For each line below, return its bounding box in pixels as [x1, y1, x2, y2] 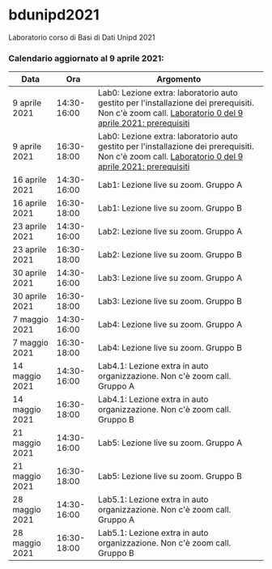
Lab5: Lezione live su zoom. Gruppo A [97, 437, 243, 448]
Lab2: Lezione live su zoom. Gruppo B [97, 249, 243, 261]
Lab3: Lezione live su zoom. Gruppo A [97, 273, 243, 284]
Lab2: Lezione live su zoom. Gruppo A [97, 226, 243, 237]
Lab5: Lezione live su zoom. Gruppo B [97, 471, 243, 482]
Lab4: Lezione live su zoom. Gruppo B [97, 342, 243, 354]
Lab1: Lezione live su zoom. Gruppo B [97, 202, 243, 214]
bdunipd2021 [8, 6, 100, 24]
